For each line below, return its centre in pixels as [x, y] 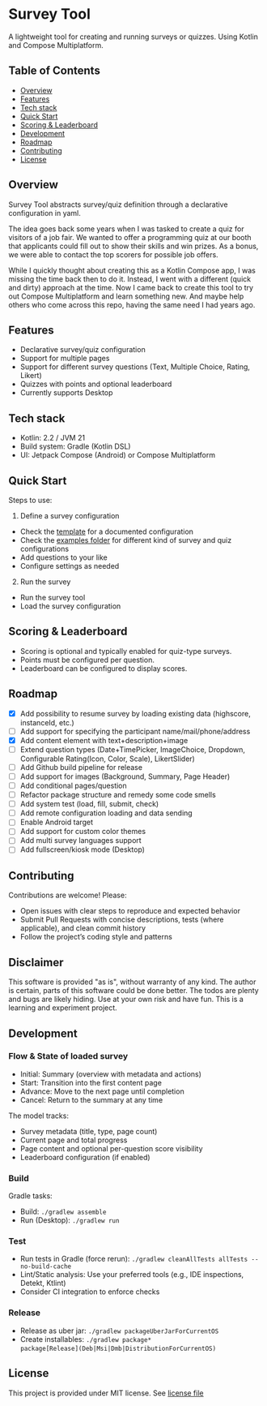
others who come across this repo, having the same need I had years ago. [132, 304]
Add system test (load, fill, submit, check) [89, 804]
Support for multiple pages [65, 359]
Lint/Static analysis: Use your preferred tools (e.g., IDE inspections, [132, 1275]
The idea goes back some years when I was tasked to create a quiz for [126, 229]
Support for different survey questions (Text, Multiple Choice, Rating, [135, 367]
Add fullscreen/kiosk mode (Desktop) [83, 849]
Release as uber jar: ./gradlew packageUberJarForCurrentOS [119, 1331]
